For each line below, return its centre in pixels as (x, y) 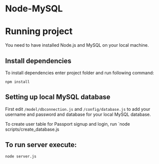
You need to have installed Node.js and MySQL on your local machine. (77, 45)
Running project (39, 32)
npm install (17, 82)
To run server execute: (41, 145)
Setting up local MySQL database (58, 97)
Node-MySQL (34, 9)
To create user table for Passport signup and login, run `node (68, 124)
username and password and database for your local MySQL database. (78, 114)
